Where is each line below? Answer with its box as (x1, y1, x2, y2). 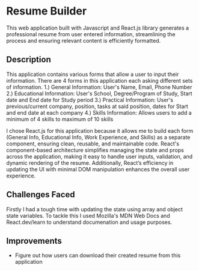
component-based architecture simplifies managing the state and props (6, 146, 185, 153)
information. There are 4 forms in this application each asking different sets (6, 77, 193, 84)
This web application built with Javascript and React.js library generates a (6, 24, 189, 31)
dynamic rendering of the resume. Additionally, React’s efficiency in (6, 159, 174, 167)
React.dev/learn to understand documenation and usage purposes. (6, 218, 173, 226)
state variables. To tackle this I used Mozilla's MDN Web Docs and (6, 212, 170, 219)
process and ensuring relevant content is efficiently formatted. (6, 37, 161, 44)
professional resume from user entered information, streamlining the (6, 30, 176, 37)
